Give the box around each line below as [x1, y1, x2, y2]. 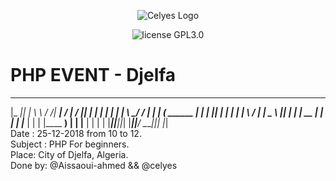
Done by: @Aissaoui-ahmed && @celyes [10, 159, 178, 171]
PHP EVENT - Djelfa [10, 64, 177, 87]
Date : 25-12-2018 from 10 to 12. [10, 127, 142, 139]
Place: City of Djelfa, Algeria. [10, 148, 129, 160]
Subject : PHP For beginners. [10, 138, 130, 150]
